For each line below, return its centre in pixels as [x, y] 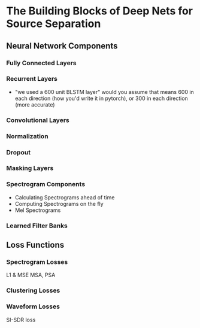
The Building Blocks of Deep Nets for [100, 11]
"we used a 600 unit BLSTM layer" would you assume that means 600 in [104, 92]
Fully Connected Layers [41, 63]
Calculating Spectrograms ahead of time [65, 197]
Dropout [19, 152]
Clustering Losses [33, 290]
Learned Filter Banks [37, 226]
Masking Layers [30, 168]
